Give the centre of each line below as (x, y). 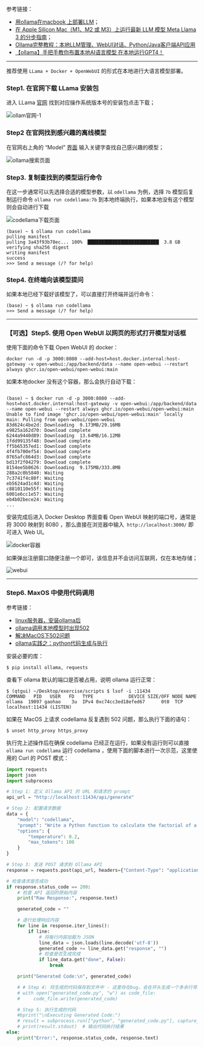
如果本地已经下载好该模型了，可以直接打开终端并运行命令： (81, 294)
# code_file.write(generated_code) (68, 999)
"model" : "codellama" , (46, 819)
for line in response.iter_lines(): (64, 926)
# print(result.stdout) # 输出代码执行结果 (71, 1027)
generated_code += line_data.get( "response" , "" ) (103, 948)
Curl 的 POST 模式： (43, 758)
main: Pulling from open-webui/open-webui (61, 420)
